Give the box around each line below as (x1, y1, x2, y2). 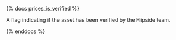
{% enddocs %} (6, 28, 46, 35)
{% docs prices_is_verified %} (6, 5, 80, 12)
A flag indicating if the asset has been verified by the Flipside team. (6, 16, 171, 23)
